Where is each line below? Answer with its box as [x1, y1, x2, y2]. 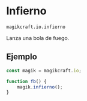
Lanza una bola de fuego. [6, 34, 70, 41]
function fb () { [6, 78, 47, 84]
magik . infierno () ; [17, 84, 63, 90]
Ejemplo [6, 52, 37, 62]
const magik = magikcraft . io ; [6, 68, 82, 74]
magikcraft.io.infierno [6, 24, 66, 30]
